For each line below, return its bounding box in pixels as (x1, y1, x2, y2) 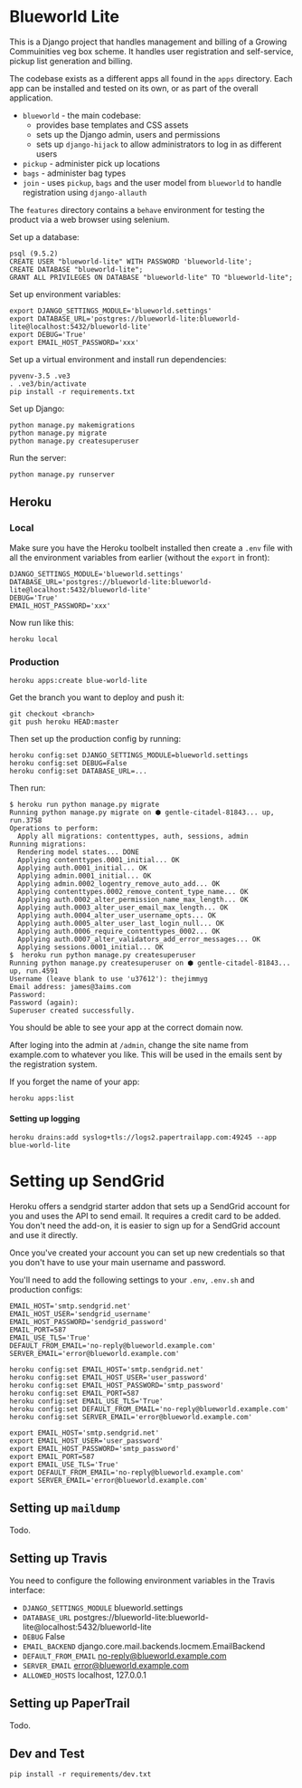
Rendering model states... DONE (17, 847, 140, 857)
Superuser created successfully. (9, 1005, 136, 1015)
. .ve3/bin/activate (9, 379, 88, 389)
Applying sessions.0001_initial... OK (17, 942, 165, 952)
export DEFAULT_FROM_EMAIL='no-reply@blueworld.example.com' (9, 1468, 245, 1477)
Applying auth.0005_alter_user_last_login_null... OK (17, 918, 224, 928)
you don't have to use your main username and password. (9, 1257, 226, 1268)
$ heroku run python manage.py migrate (9, 800, 160, 809)
